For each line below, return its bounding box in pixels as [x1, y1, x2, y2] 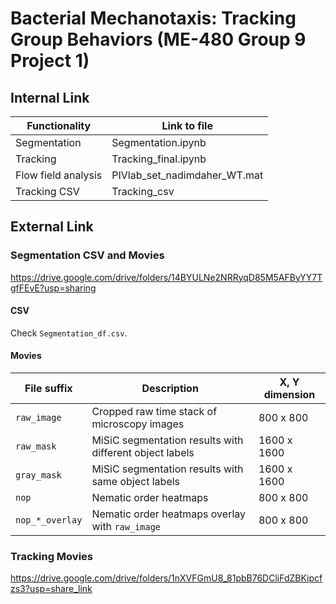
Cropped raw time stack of [91, 405, 218, 419]
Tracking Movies [10, 550, 94, 564]
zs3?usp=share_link [10, 583, 93, 595]
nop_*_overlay [15, 515, 83, 526]
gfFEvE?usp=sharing [10, 282, 97, 294]
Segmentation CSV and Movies [10, 248, 165, 262]
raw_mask [15, 441, 57, 452]
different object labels [91, 446, 195, 460]
